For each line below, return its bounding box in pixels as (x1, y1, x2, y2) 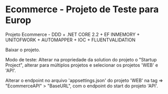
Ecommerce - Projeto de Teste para (5, 4, 159, 15)
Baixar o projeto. (5, 46, 40, 53)
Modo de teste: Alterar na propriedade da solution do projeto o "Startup (5, 56, 157, 62)
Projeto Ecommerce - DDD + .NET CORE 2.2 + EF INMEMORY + (5, 31, 140, 37)
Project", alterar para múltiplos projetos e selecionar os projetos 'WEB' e (5, 62, 158, 68)
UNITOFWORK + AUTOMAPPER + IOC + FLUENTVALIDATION (5, 37, 136, 43)
